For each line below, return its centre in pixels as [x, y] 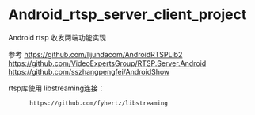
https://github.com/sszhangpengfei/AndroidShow [89, 71]
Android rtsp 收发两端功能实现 [57, 37]
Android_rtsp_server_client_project [127, 15]
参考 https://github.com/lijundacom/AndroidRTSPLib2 [95, 54]
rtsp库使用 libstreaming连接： [57, 88]
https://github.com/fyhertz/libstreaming [99, 103]
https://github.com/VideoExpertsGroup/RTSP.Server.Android [107, 63]
